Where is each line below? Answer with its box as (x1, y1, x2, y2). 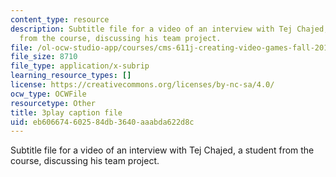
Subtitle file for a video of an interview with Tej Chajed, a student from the (10, 144, 315, 156)
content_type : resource (10, 14, 110, 25)
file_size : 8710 (10, 52, 78, 62)
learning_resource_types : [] (10, 71, 132, 81)
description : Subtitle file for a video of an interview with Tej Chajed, (10, 24, 329, 34)
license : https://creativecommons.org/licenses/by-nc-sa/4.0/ (10, 80, 275, 90)
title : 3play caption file (10, 107, 123, 118)
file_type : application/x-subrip (10, 61, 150, 71)
